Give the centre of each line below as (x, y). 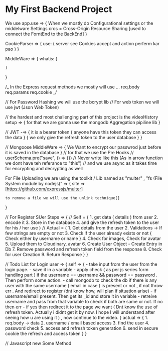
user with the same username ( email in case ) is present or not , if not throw (84, 285)
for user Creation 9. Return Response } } (47, 254)
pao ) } (12, 49)
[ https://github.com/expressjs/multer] (44, 189)
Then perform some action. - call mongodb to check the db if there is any (81, 280)
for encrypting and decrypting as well (44, 168)
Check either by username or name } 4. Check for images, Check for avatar (83, 238)
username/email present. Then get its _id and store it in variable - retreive (81, 296)
